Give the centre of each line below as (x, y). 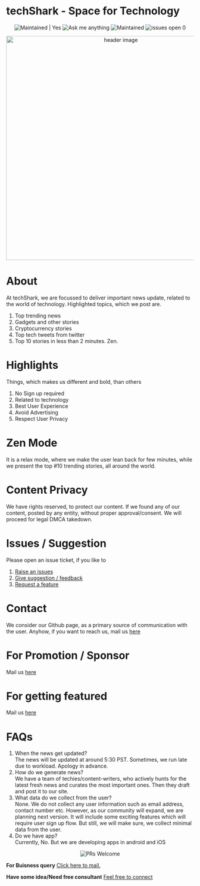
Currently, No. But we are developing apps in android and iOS (90, 842)
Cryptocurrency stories (43, 328)
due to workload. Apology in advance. (61, 766)
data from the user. (38, 830)
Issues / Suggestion (57, 543)
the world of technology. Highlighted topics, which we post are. (84, 304)
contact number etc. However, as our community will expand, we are (99, 811)
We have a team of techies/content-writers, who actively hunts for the (101, 779)
